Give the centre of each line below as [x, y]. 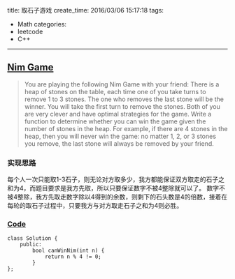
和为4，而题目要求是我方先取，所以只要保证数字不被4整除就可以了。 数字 [113, 188]
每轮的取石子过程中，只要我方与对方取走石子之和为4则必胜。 [95, 206]
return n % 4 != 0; [73, 257]
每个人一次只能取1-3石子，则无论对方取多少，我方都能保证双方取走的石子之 [116, 179]
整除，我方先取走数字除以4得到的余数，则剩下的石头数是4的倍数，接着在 [122, 197]
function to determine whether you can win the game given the [115, 121]
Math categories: [42, 24]
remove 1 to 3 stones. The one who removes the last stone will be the [124, 99]
